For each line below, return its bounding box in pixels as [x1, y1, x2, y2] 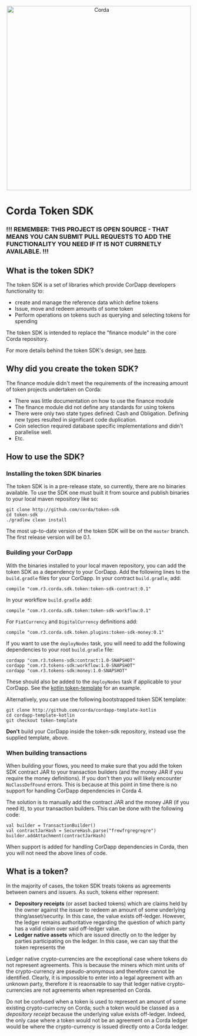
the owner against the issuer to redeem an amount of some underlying [14, 906, 186, 913]
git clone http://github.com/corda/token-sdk [6, 507, 119, 513]
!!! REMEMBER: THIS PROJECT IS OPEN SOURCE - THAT [6, 225, 169, 233]
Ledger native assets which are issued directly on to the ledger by [14, 931, 176, 938]
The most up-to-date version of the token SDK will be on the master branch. [6, 528, 190, 535]
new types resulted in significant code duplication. [14, 416, 137, 423]
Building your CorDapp [6, 548, 73, 557]
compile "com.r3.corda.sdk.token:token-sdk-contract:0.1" [6, 586, 151, 592]
